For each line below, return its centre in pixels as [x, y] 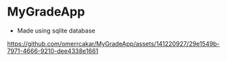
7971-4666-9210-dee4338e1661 [53, 51]
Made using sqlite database [56, 30]
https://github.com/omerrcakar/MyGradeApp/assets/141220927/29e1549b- [113, 43]
